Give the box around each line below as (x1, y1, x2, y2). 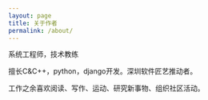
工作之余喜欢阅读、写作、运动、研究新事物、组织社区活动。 (8, 83, 205, 93)
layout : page (8, 11, 52, 20)
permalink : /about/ (8, 26, 74, 34)
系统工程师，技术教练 (8, 50, 78, 59)
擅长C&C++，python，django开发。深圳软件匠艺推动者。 (8, 66, 198, 76)
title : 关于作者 (8, 19, 58, 27)
